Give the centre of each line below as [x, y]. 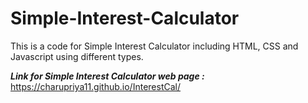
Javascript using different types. [77, 56]
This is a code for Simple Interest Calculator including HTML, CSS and [154, 46]
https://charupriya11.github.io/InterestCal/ [95, 86]
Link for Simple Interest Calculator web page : [107, 76]
